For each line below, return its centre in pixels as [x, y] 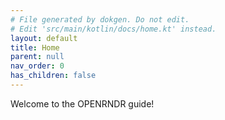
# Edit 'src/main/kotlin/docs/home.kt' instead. [113, 29]
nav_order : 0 [37, 66]
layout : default [44, 38]
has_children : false [53, 76]
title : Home [35, 47]
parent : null [37, 57]
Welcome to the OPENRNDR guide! [82, 103]
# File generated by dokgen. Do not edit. [100, 19]
